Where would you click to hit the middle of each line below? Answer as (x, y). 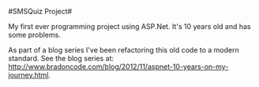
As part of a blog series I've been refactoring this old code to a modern (124, 50)
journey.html (28, 75)
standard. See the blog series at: (61, 58)
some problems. (34, 35)
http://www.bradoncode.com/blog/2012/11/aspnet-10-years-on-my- (118, 67)
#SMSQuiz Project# (40, 11)
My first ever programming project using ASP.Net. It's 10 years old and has (129, 26)
